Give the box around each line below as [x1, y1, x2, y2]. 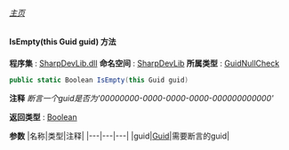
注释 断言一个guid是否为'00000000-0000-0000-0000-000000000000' [9, 92, 274, 103]
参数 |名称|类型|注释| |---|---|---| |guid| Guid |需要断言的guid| [9, 130, 229, 141]
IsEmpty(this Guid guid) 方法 [9, 36, 117, 47]
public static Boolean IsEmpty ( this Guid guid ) [9, 75, 189, 84]
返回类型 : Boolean [9, 111, 77, 122]
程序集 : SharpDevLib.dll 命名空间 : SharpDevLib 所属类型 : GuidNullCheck [9, 58, 280, 68]
